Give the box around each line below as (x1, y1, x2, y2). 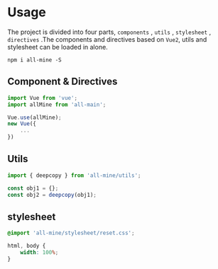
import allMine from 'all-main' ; (7, 101, 107, 108)
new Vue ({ (7, 120, 37, 127)
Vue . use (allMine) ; (7, 114, 62, 121)
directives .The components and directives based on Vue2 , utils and (7, 35, 207, 43)
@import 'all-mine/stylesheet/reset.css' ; (7, 229, 135, 237)
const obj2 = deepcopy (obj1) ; (7, 191, 97, 198)
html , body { (7, 242, 46, 250)
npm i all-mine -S (7, 56, 62, 64)
